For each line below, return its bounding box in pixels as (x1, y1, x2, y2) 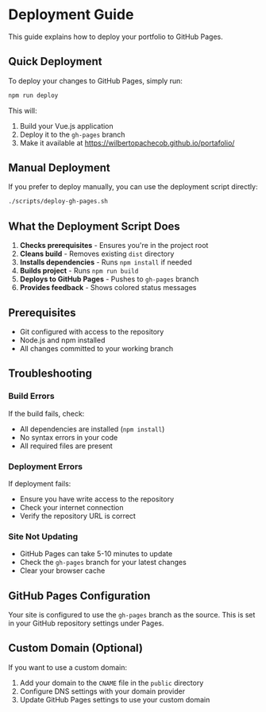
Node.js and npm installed (19, 335, 106, 345)
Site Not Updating (8, 531, 79, 542)
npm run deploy (8, 91, 59, 99)
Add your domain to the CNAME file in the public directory (19, 678, 204, 687)
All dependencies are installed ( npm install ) (19, 424, 165, 434)
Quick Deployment (8, 55, 102, 68)
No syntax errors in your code (19, 432, 118, 442)
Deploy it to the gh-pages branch (19, 130, 125, 139)
